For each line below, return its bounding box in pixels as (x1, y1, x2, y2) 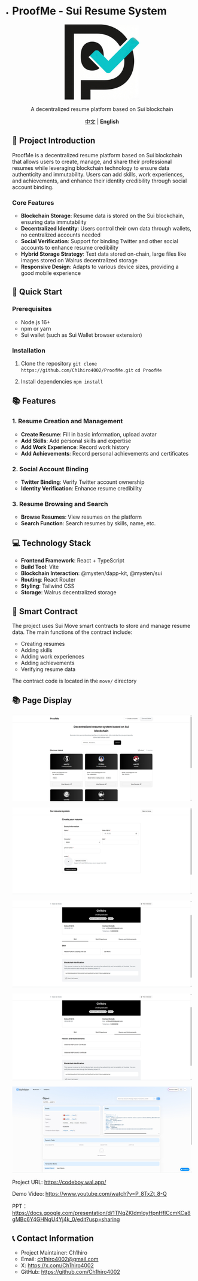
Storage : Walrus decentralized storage (20, 589, 117, 596)
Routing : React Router (20, 576, 76, 583)
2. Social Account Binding (11, 465, 89, 473)
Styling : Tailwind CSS (20, 582, 75, 589)
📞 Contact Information (11, 1233, 94, 1243)
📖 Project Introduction (11, 136, 96, 146)
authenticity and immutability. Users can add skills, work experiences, (11, 170, 184, 178)
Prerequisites (11, 305, 52, 313)
